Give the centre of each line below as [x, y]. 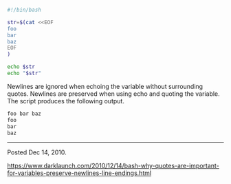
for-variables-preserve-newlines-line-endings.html [79, 173]
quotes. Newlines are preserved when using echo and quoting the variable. [113, 94]
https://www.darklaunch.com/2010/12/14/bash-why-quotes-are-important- [113, 166]
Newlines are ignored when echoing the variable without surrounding [105, 86]
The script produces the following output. [66, 101]
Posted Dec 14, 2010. [37, 152]
